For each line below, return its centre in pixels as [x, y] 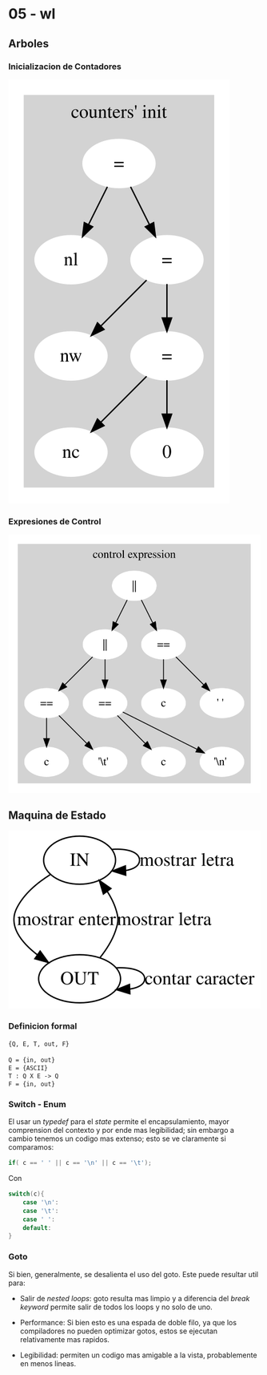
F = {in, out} [32, 1084]
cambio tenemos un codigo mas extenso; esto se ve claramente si [117, 1138]
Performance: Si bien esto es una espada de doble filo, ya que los [128, 1322]
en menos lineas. [48, 1363]
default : [37, 1227]
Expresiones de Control [55, 521]
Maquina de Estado [57, 816]
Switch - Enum [37, 1104]
